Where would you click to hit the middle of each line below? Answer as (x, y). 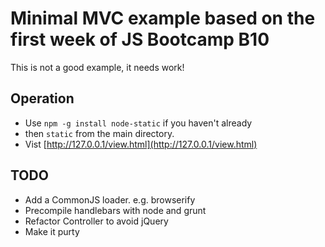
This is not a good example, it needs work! (97, 67)
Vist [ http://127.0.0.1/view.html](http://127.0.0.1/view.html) (141, 144)
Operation (42, 98)
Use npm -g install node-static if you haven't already (138, 123)
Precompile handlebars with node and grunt (115, 210)
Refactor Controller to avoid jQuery (96, 221)
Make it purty (52, 231)
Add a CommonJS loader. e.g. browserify (110, 199)
